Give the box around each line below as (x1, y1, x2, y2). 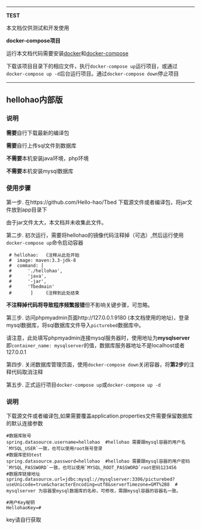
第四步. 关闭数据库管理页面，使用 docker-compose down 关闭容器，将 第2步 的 (6, 360, 190, 368)
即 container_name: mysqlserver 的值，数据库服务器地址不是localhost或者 (6, 341, 185, 348)
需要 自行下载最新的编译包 (6, 129, 69, 136)
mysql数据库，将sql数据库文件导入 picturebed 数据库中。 (6, 321, 145, 329)
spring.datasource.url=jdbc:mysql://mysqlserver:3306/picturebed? (6, 476, 175, 483)
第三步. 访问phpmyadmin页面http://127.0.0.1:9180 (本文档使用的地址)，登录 (6, 314, 190, 321)
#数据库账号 (6, 433, 32, 439)
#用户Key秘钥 (6, 500, 35, 506)
